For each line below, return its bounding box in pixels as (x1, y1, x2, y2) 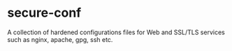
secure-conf (7, 5, 82, 21)
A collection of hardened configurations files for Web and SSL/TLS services (7, 28, 225, 36)
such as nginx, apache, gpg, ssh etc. (7, 35, 113, 43)
